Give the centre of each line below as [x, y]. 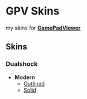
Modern [25, 77]
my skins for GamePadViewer [43, 28]
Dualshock [22, 64]
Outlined [34, 83]
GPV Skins [33, 11]
